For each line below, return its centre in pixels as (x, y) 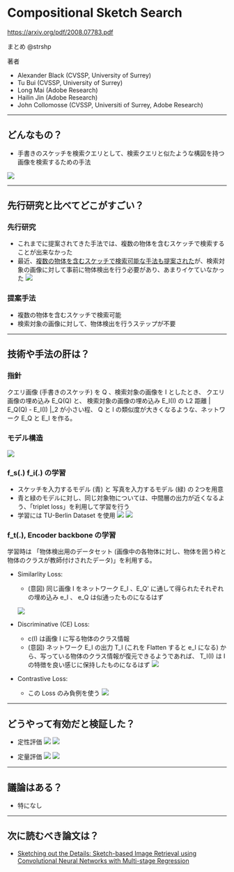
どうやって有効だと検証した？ (71, 724)
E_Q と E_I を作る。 (48, 418)
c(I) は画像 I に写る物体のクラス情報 (79, 638)
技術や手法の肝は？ (48, 354)
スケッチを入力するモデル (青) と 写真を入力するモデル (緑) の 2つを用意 (120, 489)
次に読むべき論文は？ (53, 836)
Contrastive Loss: (42, 679)
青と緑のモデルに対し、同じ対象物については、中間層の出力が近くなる (118, 498)
